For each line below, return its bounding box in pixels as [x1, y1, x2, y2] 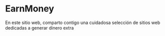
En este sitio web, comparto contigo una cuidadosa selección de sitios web [5, 19, 160, 25]
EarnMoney [5, 3, 54, 14]
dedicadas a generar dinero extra [5, 24, 74, 30]
